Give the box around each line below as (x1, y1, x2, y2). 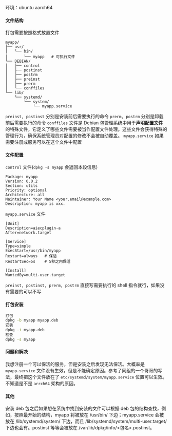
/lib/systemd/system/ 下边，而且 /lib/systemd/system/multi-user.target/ (15, 418, 167, 425)
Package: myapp (5, 174, 38, 180)
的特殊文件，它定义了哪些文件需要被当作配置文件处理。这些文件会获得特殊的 (5, 126, 167, 132)
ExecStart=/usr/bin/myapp (5, 248, 61, 253)
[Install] (5, 268, 27, 273)
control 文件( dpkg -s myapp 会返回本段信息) (5, 164, 98, 170)
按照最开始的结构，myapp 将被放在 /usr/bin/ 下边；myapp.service (14, 412, 154, 418)
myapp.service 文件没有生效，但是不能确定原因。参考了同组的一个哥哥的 (5, 368, 158, 374)
